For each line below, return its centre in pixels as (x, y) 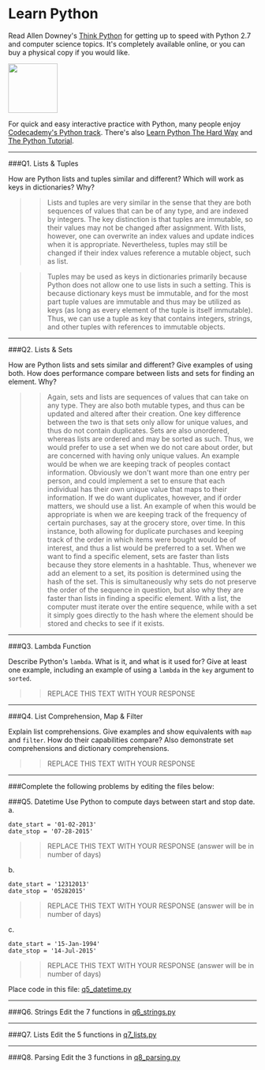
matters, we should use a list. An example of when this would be (151, 505)
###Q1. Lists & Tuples (43, 163)
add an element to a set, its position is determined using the (144, 573)
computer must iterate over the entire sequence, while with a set (152, 606)
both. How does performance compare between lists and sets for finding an (131, 373)
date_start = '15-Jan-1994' (54, 944)
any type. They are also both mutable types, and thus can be (146, 405)
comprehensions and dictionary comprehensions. (89, 748)
